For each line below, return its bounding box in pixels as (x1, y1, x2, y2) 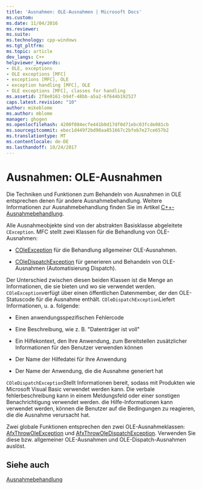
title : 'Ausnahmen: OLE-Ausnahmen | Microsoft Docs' (6, 8, 142, 15)
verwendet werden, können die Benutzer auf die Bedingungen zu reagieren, (6, 405, 195, 412)
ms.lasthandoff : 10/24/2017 (6, 144, 77, 150)
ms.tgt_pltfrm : (6, 43, 45, 49)
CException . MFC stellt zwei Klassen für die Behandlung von (6, 228, 156, 235)
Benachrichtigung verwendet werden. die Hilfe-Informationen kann (6, 398, 174, 405)
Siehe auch (6, 459, 50, 470)
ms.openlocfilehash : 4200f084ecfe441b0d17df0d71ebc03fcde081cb (6, 122, 169, 128)
